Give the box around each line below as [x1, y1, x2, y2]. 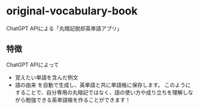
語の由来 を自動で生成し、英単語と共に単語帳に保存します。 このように [14, 81, 191, 88]
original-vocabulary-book [6, 4, 138, 18]
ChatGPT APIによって [6, 61, 59, 68]
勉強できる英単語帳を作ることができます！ [25, 96, 131, 103]
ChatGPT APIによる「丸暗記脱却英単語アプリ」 [6, 25, 123, 32]
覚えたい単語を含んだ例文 [14, 74, 79, 81]
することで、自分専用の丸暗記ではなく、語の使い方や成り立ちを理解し [14, 89, 188, 96]
